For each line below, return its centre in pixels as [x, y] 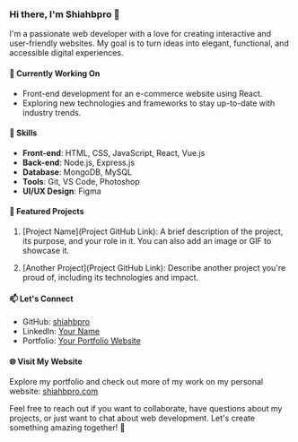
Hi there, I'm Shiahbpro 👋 [65, 14]
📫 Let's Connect [41, 299]
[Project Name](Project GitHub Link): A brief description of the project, [153, 231]
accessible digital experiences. [66, 53]
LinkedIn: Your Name [61, 332]
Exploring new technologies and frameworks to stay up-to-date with [149, 103]
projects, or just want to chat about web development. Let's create [132, 418]
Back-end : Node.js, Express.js [79, 162]
